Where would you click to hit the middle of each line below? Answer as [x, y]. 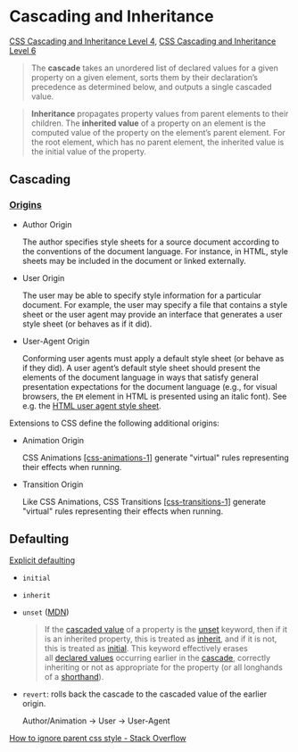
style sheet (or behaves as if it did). [87, 324]
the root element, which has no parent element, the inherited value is [157, 142]
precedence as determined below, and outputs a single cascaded [151, 87]
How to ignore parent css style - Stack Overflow [98, 739]
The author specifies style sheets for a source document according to [150, 242]
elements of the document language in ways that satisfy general [140, 377]
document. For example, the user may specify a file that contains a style [155, 304]
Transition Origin [53, 484]
